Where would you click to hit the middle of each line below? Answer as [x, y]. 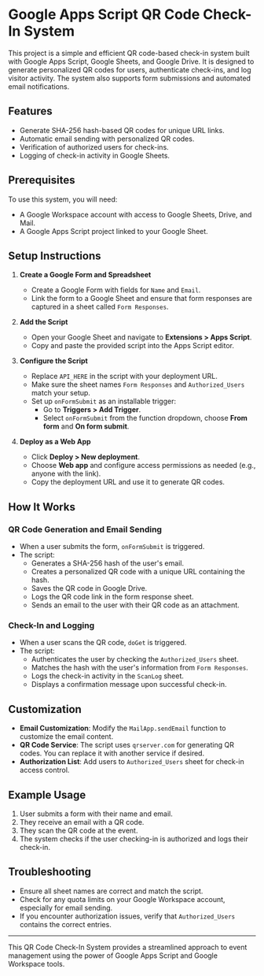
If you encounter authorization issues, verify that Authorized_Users [127, 916]
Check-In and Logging [51, 625]
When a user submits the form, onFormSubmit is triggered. [112, 547]
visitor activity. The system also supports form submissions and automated [130, 78]
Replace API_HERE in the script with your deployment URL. [124, 377]
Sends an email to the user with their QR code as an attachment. [135, 605]
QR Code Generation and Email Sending [85, 529]
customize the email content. [66, 737]
